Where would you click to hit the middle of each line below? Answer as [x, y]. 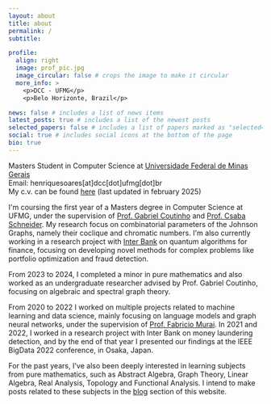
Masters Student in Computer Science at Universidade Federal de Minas [128, 166]
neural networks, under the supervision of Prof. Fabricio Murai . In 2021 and [133, 324]
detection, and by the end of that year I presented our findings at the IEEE [130, 341]
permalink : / [30, 31]
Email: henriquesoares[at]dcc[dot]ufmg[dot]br [85, 183]
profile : [23, 53]
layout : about [32, 16]
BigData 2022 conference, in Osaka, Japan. [81, 350]
